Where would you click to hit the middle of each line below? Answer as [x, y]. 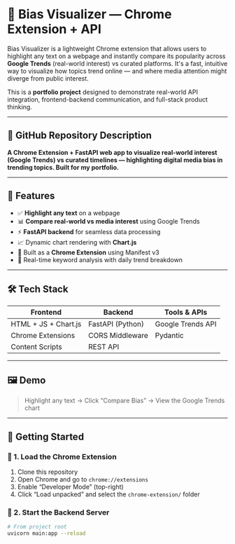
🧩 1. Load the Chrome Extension [62, 456]
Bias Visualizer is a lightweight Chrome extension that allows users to [107, 48]
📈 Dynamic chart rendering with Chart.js [77, 242]
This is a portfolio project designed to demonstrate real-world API [102, 92]
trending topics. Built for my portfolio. [63, 167]
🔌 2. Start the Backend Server [58, 512]
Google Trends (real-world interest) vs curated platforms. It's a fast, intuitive [117, 63]
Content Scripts [36, 347]
